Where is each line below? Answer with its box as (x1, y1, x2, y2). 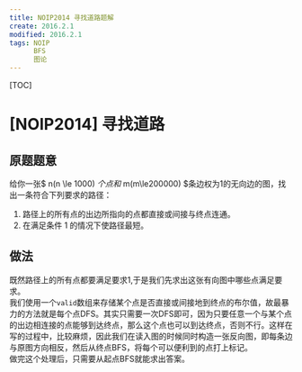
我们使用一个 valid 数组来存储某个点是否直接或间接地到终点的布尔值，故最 (9, 296, 281, 307)
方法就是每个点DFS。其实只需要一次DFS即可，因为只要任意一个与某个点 (24, 308, 292, 319)
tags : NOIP (9, 38, 50, 48)
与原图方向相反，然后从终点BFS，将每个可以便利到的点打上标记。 (9, 341, 253, 352)
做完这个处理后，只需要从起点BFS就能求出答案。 (9, 353, 191, 364)
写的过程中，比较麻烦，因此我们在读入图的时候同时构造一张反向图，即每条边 (9, 331, 293, 341)
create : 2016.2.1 (9, 22, 75, 31)
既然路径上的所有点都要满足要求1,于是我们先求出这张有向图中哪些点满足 (9, 274, 275, 285)
